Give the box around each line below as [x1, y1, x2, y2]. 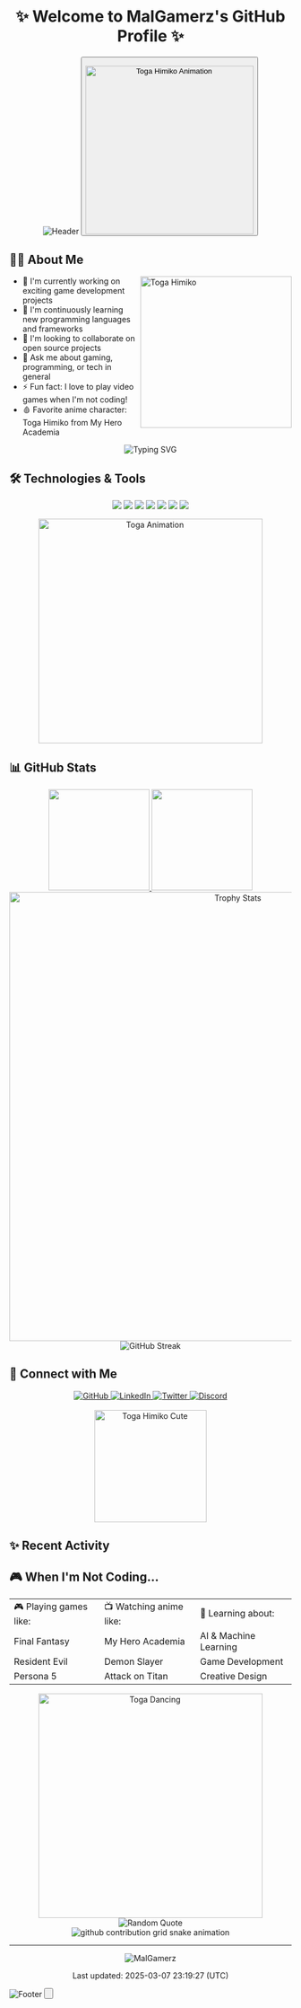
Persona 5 [13, 1669, 57, 1682]
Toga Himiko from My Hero [21, 418, 123, 428]
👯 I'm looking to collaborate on [21, 333, 136, 344]
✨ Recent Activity [9, 1537, 110, 1553]
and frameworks [21, 323, 83, 334]
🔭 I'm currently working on [21, 276, 121, 286]
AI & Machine [200, 1629, 256, 1642]
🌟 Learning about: [200, 1607, 275, 1620]
